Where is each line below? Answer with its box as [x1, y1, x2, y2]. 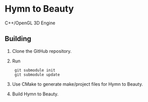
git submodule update [14, 72, 60, 77]
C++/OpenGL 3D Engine [5, 20, 56, 26]
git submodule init [14, 67, 56, 73]
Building [5, 35, 31, 43]
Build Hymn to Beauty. [12, 91, 59, 97]
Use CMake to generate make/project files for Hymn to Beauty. [12, 81, 143, 87]
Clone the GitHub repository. [12, 48, 72, 54]
